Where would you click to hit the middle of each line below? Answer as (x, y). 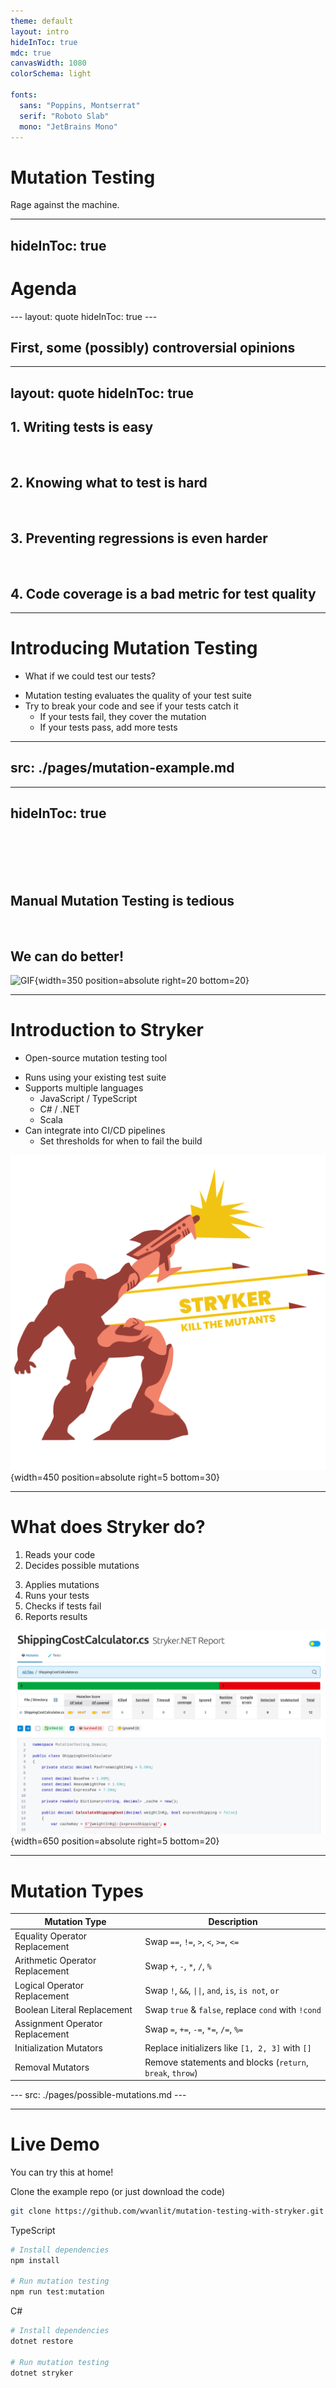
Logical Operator (49, 1985)
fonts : (24, 95)
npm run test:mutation (57, 2292)
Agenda (43, 288)
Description (233, 1921)
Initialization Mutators (58, 2048)
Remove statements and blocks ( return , (226, 2062)
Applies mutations (62, 1585)
